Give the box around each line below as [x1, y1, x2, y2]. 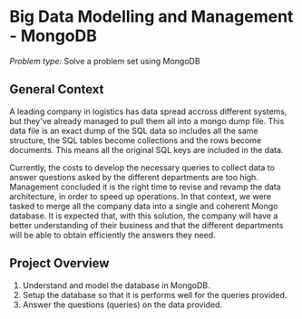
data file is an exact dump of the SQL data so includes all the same [9, 125, 258, 136]
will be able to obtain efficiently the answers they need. [9, 229, 216, 240]
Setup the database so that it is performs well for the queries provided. [22, 289, 287, 300]
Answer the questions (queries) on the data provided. [22, 299, 223, 310]
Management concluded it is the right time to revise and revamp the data [9, 181, 281, 192]
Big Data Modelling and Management [9, 6, 294, 27]
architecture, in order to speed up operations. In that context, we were [9, 190, 272, 201]
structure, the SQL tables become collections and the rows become [9, 134, 261, 146]
